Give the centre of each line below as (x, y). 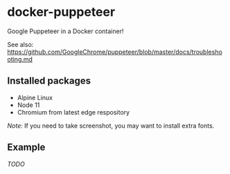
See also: (20, 44)
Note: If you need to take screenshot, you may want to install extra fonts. (111, 126)
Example (26, 147)
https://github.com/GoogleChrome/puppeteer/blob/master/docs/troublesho (115, 52)
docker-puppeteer (61, 12)
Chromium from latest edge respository (73, 112)
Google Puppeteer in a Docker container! (65, 31)
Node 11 (28, 105)
